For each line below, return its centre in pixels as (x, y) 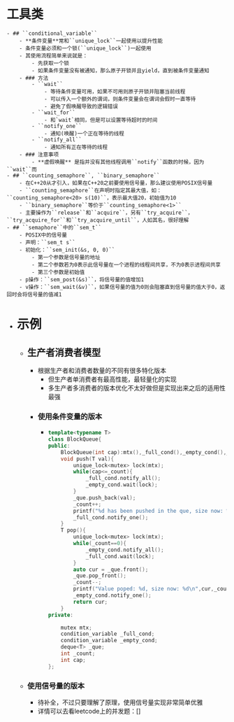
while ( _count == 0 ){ (100, 544)
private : (61, 615)
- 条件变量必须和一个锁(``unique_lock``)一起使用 (85, 48)
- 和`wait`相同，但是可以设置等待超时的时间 (101, 120)
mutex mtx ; (76, 628)
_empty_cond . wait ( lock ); (122, 485)
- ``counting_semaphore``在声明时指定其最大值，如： (90, 190)
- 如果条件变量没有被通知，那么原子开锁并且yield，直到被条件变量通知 (121, 71)
